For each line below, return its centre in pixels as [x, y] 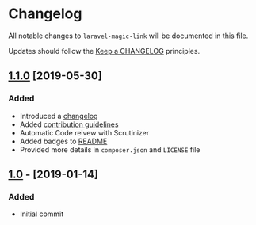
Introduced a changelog [59, 116]
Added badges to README [63, 141]
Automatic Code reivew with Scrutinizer [84, 132]
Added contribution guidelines [69, 124]
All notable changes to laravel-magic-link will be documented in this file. [128, 36]
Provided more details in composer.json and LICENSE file [110, 149]
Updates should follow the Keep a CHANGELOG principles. [104, 51]
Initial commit [42, 214]
